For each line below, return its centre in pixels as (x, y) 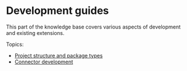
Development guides (58, 11)
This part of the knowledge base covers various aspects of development (93, 27)
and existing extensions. (35, 33)
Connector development (44, 62)
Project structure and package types (59, 55)
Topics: (15, 44)
